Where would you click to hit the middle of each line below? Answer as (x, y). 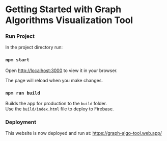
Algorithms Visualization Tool (69, 20)
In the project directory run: (34, 48)
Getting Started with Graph (63, 9)
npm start (17, 60)
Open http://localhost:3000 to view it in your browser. (62, 70)
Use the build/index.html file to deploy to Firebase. (60, 109)
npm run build (23, 93)
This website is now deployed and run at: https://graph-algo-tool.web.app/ (83, 133)
